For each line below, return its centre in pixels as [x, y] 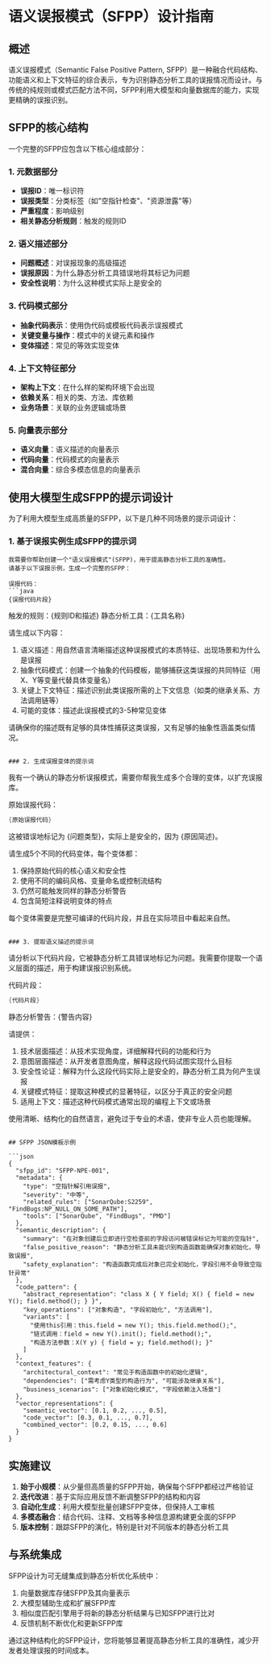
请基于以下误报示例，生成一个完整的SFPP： [70, 569]
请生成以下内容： [37, 633]
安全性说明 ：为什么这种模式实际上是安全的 [91, 283]
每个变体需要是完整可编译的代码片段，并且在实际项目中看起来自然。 [121, 918]
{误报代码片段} [30, 600]
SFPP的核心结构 [48, 128]
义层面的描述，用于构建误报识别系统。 [72, 968]
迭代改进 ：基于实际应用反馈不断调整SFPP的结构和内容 [110, 1496]
